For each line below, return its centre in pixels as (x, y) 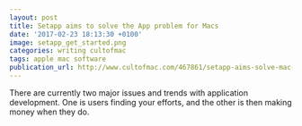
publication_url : (42, 68)
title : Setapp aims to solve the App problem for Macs (114, 26)
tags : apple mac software (58, 59)
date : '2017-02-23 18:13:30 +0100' (76, 34)
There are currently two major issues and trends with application (129, 92)
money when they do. (49, 112)
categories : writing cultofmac (68, 51)
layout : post (34, 17)
